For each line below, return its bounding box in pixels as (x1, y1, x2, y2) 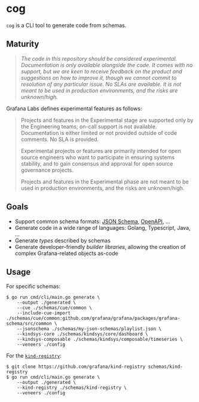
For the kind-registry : (6, 352, 62, 359)
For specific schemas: (6, 283, 61, 290)
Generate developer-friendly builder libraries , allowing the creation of (14, 243, 186, 250)
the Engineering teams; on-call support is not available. (20, 122, 157, 130)
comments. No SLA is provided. (20, 136, 99, 143)
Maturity (6, 39, 39, 49)
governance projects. (20, 166, 74, 173)
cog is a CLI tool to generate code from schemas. (6, 22, 127, 29)
